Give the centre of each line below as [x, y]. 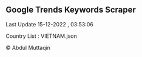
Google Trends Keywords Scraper [71, 10]
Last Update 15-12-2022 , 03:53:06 [49, 24]
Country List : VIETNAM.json [41, 36]
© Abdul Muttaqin [28, 47]
